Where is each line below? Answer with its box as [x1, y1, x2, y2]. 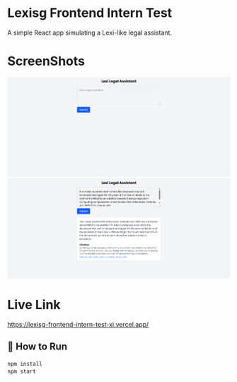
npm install [7, 360, 42, 367]
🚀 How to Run [7, 341, 68, 353]
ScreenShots [7, 53, 85, 69]
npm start [7, 368, 37, 375]
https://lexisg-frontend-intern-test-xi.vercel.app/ [7, 320, 149, 329]
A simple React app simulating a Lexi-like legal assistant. [7, 28, 172, 37]
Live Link [7, 297, 62, 313]
